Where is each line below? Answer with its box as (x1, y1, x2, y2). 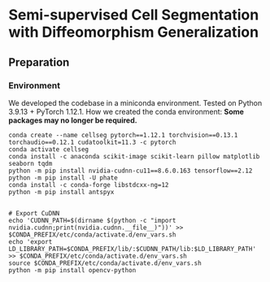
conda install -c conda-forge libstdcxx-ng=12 (8, 180, 169, 189)
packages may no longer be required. (8, 115, 137, 125)
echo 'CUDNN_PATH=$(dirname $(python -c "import (8, 216, 176, 224)
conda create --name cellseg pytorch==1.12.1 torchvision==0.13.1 (8, 131, 238, 139)
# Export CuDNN (8, 209, 60, 217)
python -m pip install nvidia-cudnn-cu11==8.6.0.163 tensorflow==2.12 (8, 167, 253, 175)
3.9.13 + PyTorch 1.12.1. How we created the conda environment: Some (8, 106, 244, 116)
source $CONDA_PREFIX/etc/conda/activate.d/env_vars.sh (8, 258, 202, 267)
